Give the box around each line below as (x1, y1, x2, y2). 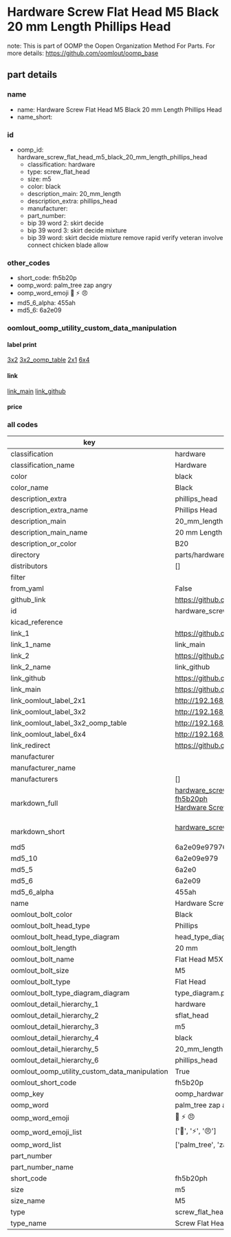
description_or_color (10, 539, 77, 548)
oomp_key (10, 1089, 45, 1099)
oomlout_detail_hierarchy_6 (10, 1056, 99, 1065)
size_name (10, 1196, 45, 1206)
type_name (10, 1218, 47, 1228)
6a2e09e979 (175, 853, 219, 863)
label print (7, 340, 37, 348)
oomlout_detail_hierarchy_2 (10, 1011, 99, 1020)
